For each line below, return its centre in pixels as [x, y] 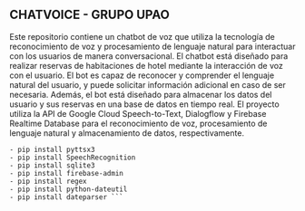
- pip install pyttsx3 [52, 149]
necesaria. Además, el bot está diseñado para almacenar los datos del [141, 94]
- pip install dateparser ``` [67, 197]
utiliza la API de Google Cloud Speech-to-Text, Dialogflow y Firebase [138, 113]
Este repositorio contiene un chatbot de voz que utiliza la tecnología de [142, 36]
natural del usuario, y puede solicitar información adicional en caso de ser [148, 84]
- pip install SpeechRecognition [73, 158]
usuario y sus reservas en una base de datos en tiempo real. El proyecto [144, 104]
